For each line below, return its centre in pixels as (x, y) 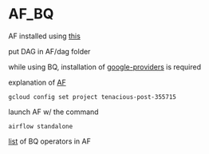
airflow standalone (41, 126)
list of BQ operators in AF (50, 141)
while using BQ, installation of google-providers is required (105, 67)
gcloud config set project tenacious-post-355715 (93, 97)
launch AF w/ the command (53, 112)
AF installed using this (45, 36)
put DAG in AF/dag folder (49, 51)
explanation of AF (37, 82)
